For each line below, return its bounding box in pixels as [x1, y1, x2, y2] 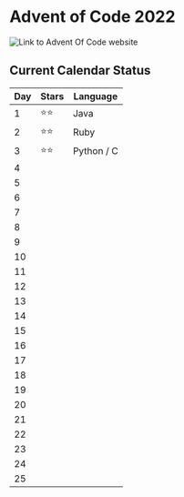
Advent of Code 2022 [9, 6, 176, 27]
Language [73, 89, 118, 102]
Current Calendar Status [9, 63, 151, 78]
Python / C [72, 145, 118, 157]
